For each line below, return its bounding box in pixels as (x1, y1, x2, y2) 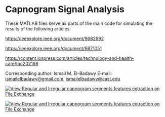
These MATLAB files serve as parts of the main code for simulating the (5, 20, 153, 26)
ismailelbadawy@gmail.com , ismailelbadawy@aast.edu (5, 75, 120, 82)
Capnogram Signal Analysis (5, 4, 125, 15)
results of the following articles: (5, 25, 71, 31)
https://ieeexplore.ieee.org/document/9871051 (5, 45, 102, 51)
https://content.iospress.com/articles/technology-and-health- (5, 55, 134, 61)
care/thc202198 (5, 60, 39, 66)
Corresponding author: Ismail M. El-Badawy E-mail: (5, 70, 112, 76)
